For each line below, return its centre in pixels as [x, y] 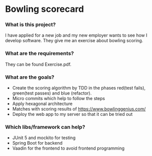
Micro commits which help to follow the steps [59, 99]
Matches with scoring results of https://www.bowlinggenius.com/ [79, 109]
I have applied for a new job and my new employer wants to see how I [76, 35]
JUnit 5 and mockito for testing [44, 138]
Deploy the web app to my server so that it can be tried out [72, 114]
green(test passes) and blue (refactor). [52, 93]
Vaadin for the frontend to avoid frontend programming [68, 148]
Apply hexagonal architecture [42, 104]
